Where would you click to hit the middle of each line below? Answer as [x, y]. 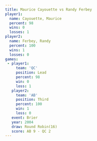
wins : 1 [17, 50]
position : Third [32, 100]
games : [12, 59]
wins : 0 [17, 28]
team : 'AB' [27, 95]
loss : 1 [24, 86]
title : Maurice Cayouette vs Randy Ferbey [48, 9]
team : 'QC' [27, 68]
